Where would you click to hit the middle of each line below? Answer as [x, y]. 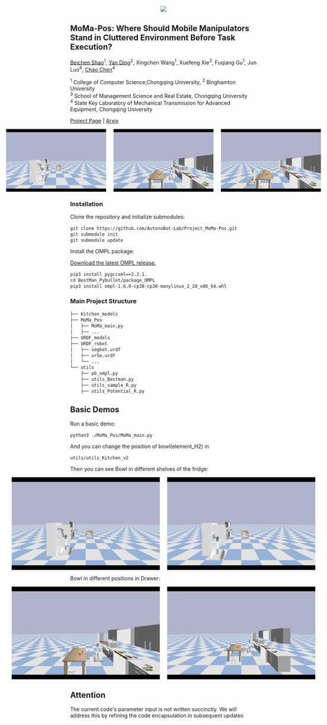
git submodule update [97, 240]
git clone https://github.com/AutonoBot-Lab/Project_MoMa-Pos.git [154, 228]
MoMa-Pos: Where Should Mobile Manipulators [160, 29]
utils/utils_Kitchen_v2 [100, 458]
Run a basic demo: [93, 424]
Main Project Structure [103, 301]
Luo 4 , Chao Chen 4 [93, 69]
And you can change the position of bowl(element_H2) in [140, 446]
